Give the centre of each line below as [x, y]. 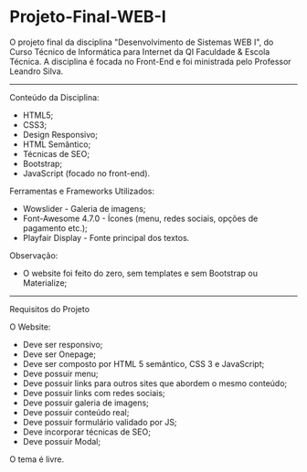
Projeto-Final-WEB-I [88, 17]
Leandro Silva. [37, 71]
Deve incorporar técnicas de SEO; [86, 432]
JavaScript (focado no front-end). [86, 173]
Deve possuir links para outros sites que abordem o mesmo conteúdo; [155, 383]
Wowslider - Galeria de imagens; [84, 208]
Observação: [34, 255]
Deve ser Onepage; [59, 354]
